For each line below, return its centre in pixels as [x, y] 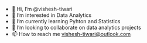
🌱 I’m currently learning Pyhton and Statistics [66, 21]
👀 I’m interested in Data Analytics [52, 15]
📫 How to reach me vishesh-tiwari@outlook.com [71, 34]
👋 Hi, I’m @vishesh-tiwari [42, 9]
